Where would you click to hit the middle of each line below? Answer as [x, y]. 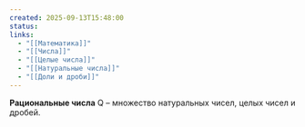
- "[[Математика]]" [55, 43]
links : [22, 34]
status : [24, 26]
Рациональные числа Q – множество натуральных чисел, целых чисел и [152, 103]
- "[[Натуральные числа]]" [69, 69]
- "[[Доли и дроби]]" [59, 77]
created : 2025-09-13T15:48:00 [67, 18]
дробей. [25, 112]
